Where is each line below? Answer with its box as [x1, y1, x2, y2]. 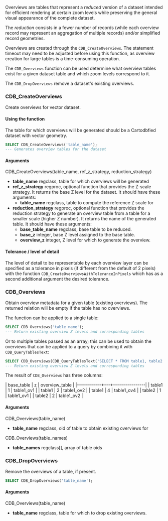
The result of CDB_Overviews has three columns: [5, 372, 103, 378]
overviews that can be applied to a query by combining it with [5, 343, 133, 349]
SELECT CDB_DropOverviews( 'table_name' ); [5, 478, 93, 483]
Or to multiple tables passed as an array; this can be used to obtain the [5, 338, 152, 344]
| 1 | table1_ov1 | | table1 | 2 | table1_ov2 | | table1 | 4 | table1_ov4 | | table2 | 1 [5, 387, 161, 394]
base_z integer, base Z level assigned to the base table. [20, 232, 135, 238]
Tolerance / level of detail [5, 248, 59, 255]
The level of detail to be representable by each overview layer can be [5, 259, 148, 266]
